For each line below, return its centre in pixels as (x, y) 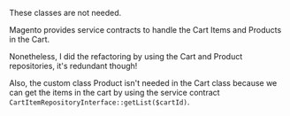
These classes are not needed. (65, 13)
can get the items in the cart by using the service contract (114, 93)
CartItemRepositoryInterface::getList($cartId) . (99, 102)
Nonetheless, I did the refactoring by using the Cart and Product (126, 56)
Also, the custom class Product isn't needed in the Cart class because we (143, 83)
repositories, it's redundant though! (73, 66)
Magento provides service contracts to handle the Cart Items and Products (145, 30)
